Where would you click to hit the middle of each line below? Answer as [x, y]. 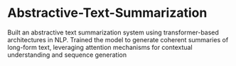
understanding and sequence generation [67, 55]
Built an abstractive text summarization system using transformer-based [113, 32]
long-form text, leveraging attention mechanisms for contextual [100, 47]
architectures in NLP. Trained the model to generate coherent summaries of [118, 39]
